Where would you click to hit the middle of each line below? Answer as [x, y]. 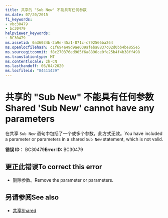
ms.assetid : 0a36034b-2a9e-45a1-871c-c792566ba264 [59, 43]
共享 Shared [24, 210]
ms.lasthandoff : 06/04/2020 [35, 66]
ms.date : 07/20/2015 [27, 15]
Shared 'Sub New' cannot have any [80, 108]
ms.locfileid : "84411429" [32, 71]
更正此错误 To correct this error [54, 167]
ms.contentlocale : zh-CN [31, 61]
